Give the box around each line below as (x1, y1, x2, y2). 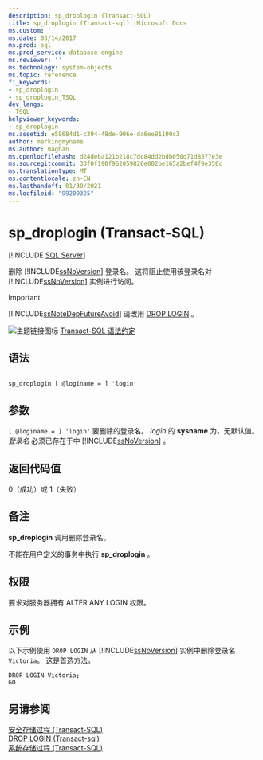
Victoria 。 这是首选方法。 (8, 656, 96, 665)
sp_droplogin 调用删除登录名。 (8, 532, 111, 542)
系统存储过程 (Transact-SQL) (8, 743, 104, 753)
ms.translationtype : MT (8, 167, 88, 175)
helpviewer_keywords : (8, 116, 80, 123)
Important (8, 292, 41, 302)
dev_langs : (8, 100, 45, 108)
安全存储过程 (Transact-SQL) (8, 725, 104, 735)
